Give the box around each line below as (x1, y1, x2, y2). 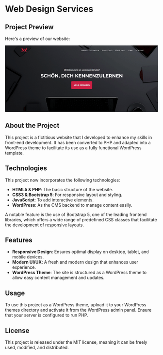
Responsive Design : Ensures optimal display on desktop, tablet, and (12, 249, 149, 255)
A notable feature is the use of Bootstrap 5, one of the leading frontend (5, 211, 147, 217)
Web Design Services (5, 3, 94, 15)
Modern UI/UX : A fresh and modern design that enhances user (12, 259, 138, 265)
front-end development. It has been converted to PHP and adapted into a (5, 139, 151, 145)
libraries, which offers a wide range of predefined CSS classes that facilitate (5, 217, 157, 222)
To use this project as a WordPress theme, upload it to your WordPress (5, 302, 147, 308)
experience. (12, 264, 36, 270)
